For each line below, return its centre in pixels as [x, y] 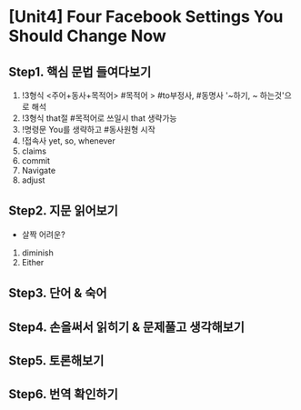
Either [33, 262]
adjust [33, 180]
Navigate [39, 170]
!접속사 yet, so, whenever [68, 141]
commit [36, 160]
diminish [37, 253]
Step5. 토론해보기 [56, 360]
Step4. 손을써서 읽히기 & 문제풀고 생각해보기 [126, 327]
